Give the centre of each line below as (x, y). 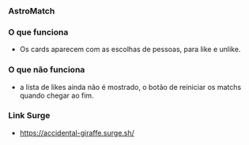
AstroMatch (32, 11)
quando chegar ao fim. (57, 95)
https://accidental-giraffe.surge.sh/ (77, 132)
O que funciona (38, 32)
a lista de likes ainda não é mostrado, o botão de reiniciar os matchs (130, 87)
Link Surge (29, 116)
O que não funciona (47, 70)
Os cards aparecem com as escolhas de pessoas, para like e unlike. (130, 50)
